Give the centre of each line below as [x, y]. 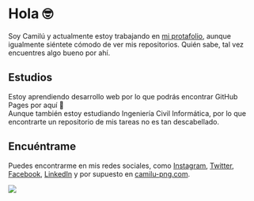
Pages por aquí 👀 [36, 105]
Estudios [30, 78]
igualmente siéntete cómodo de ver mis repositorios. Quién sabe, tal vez [126, 44]
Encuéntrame [42, 147]
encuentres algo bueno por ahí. [59, 53]
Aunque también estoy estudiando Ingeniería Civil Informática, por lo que [127, 113]
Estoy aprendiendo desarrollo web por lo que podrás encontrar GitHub [123, 96]
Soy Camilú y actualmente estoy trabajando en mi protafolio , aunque [120, 35]
